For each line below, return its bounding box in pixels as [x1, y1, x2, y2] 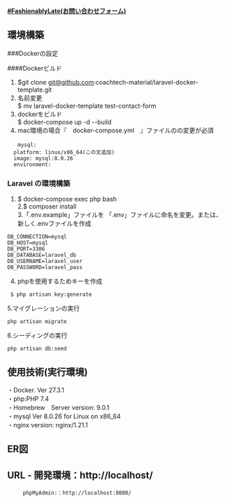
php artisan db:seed [7, 346, 68, 353]
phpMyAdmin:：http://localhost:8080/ [22, 490, 131, 497]
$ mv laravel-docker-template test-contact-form [17, 101, 157, 110]
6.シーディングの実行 [7, 332, 68, 340]
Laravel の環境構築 [7, 178, 71, 188]
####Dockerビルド [7, 64, 62, 72]
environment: [13, 161, 52, 168]
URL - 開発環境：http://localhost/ [7, 469, 154, 481]
